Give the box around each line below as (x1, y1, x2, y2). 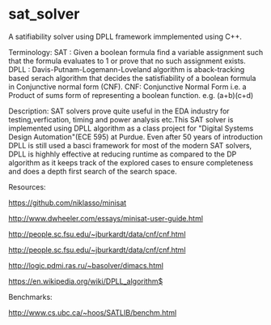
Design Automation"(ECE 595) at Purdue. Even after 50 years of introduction (8, 131, 263, 142)
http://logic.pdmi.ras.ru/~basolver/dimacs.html (8, 260, 164, 270)
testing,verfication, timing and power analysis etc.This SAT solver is (8, 114, 234, 124)
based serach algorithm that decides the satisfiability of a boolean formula (8, 73, 256, 83)
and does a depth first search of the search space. (8, 166, 177, 176)
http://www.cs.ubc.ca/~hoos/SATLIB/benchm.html (8, 307, 177, 317)
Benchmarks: (8, 292, 53, 301)
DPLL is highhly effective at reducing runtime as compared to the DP (8, 149, 237, 159)
